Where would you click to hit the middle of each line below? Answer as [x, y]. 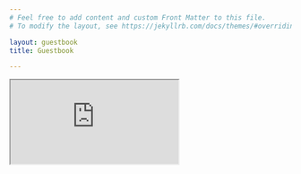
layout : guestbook [43, 42]
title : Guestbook [42, 50]
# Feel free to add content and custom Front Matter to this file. [138, 17]
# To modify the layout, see [64, 26]
